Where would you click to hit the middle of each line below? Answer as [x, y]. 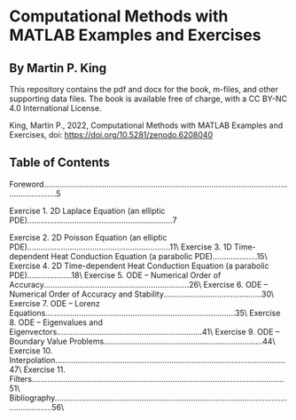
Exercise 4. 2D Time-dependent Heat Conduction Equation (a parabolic [139, 265]
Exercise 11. [45, 369]
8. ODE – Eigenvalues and [56, 322]
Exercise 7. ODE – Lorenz [55, 303]
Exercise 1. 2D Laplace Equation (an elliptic [87, 210]
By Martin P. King [58, 68]
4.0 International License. [55, 108]
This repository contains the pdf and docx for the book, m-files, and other [144, 89]
